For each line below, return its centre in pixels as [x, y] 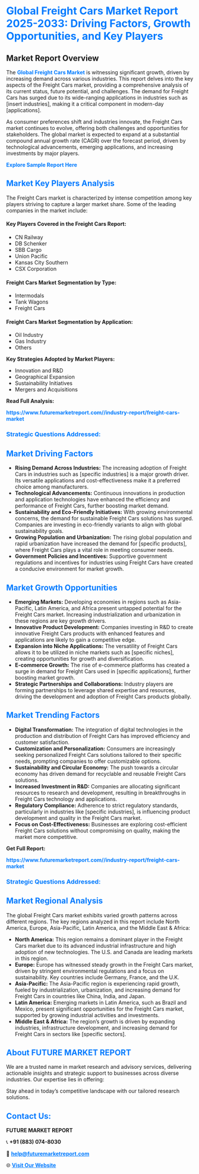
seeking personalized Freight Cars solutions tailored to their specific [98, 755]
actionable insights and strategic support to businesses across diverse [93, 1073]
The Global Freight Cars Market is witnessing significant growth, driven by [98, 72]
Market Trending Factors [53, 715]
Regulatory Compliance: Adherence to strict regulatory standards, [97, 805]
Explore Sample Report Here [42, 165]
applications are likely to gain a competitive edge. [75, 639]
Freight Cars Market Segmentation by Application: [70, 321]
